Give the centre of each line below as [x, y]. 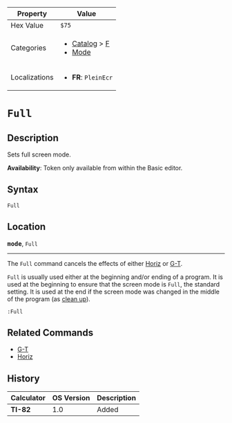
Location [27, 227]
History [23, 378]
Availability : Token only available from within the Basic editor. [95, 168]
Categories [29, 48]
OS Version [71, 398]
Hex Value [27, 25]
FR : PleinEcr [93, 77]
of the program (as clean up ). [49, 299]
